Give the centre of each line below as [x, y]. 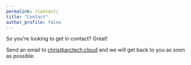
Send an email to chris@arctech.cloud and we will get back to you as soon [95, 50]
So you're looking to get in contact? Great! [57, 39]
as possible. [20, 56]
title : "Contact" [27, 17]
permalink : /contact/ [32, 11]
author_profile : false [34, 22]
